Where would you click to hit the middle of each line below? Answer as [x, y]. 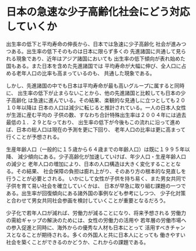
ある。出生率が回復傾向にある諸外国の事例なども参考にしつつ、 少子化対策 [96, 193]
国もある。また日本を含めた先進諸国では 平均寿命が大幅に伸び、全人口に [94, 66]
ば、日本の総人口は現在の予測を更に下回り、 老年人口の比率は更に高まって [96, 129]
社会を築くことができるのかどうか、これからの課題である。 [78, 242]
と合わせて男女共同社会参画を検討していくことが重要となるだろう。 [87, 200]
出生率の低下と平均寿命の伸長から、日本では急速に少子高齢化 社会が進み [94, 44]
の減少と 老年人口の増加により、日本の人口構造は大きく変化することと [91, 164]
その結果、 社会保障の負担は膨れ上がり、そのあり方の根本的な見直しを [101, 171]
